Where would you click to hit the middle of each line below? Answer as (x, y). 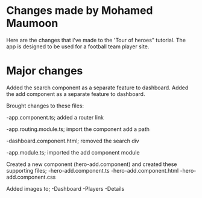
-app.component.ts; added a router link (55, 117)
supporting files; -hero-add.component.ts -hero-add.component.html (93, 170)
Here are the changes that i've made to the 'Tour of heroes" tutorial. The (96, 40)
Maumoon (32, 23)
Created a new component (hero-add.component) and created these (92, 164)
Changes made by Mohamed (80, 11)
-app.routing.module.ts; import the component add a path (78, 129)
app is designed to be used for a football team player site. (78, 46)
